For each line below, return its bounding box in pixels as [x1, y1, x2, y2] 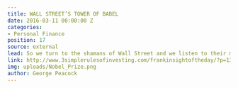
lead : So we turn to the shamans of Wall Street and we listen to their [7, 50, 227, 57]
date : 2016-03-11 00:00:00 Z [7, 17, 93, 24]
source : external [7, 43, 59, 50]
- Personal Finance [7, 30, 65, 38]
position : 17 [7, 37, 46, 44]
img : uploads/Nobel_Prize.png [7, 63, 97, 70]
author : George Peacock [7, 70, 78, 77]
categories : [7, 23, 42, 31]
